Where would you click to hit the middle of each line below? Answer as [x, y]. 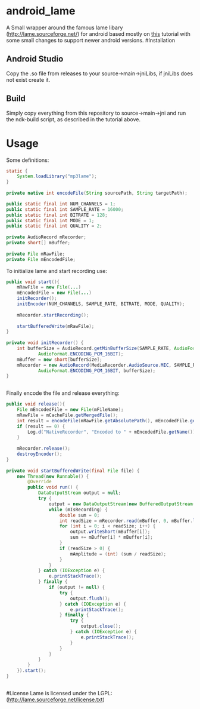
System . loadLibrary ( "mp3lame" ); [57, 177]
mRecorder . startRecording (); [53, 315]
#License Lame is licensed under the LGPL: [59, 693]
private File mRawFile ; [36, 254]
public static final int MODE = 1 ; [50, 220]
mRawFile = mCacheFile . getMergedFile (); [68, 415]
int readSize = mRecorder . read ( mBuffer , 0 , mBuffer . [126, 521]
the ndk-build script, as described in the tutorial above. [74, 119]
